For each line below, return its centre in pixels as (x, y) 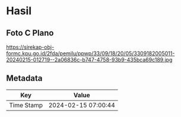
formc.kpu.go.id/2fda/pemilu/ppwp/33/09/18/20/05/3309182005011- (90, 53)
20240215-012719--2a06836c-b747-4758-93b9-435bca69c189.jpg (89, 60)
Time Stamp (26, 105)
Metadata (24, 78)
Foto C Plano (30, 33)
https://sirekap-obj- (30, 47)
